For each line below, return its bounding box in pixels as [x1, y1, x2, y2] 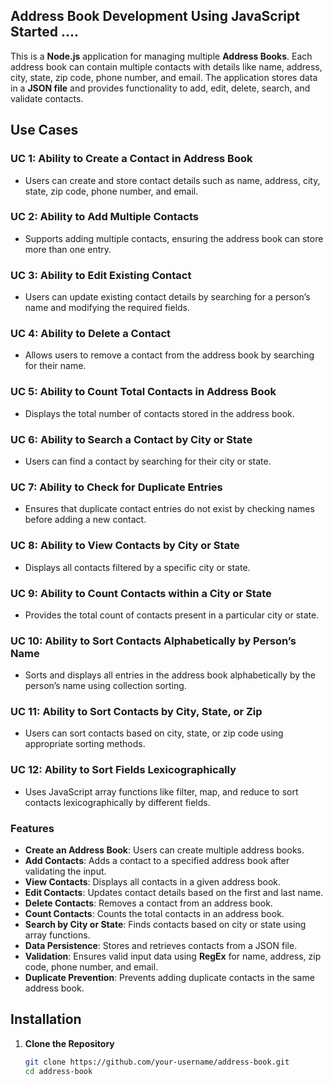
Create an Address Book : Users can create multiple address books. [24, 844, 305, 856]
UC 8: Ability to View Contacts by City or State [10, 539, 240, 553]
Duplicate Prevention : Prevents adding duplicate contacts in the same [24, 972, 315, 984]
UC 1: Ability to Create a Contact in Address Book [10, 152, 253, 166]
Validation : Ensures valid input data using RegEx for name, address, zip [24, 950, 322, 963]
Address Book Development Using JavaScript [10, 8, 300, 25]
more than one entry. [24, 243, 112, 255]
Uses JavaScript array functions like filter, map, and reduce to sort [24, 785, 299, 798]
